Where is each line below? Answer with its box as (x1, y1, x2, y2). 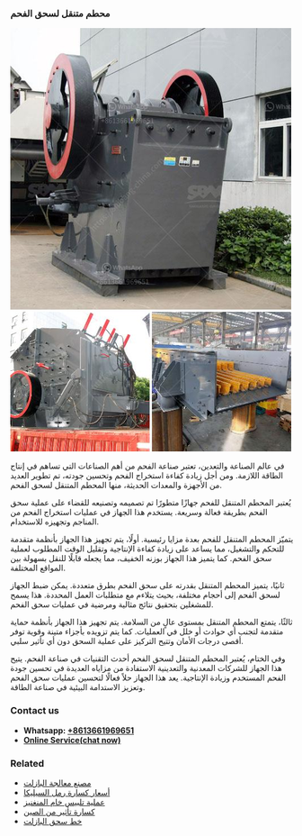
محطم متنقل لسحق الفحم (10, 7, 111, 20)
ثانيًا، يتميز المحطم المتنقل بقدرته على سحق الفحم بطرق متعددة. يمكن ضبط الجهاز (10, 580, 285, 591)
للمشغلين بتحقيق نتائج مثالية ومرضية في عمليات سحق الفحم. (10, 599, 214, 610)
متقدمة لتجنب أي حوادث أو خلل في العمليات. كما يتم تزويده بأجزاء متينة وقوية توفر (10, 626, 284, 637)
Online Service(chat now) (22, 734, 121, 745)
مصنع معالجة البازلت (22, 777, 92, 788)
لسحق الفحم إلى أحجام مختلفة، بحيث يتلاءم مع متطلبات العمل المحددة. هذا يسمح (10, 589, 281, 601)
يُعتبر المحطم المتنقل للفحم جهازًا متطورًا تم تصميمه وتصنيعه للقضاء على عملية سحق (10, 497, 291, 508)
